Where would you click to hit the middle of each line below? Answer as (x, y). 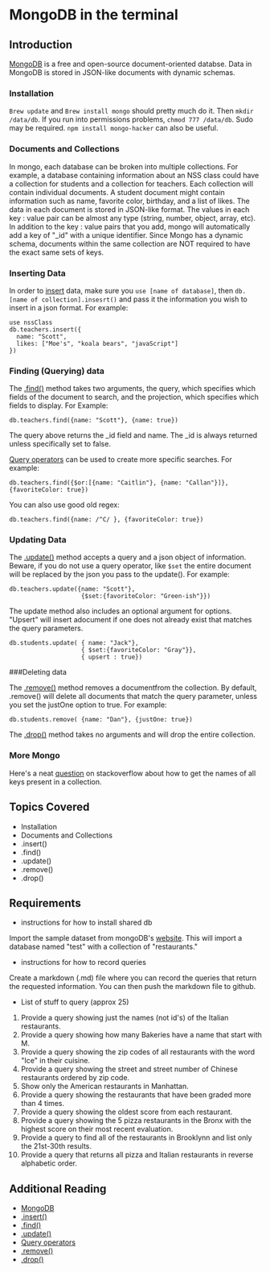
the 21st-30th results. (56, 1146)
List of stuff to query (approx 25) (75, 1002)
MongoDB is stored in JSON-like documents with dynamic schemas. (122, 73)
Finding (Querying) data (57, 371)
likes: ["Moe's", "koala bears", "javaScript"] (98, 343)
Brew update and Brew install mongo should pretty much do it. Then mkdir (131, 111)
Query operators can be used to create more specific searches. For (121, 459)
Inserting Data (38, 273)
